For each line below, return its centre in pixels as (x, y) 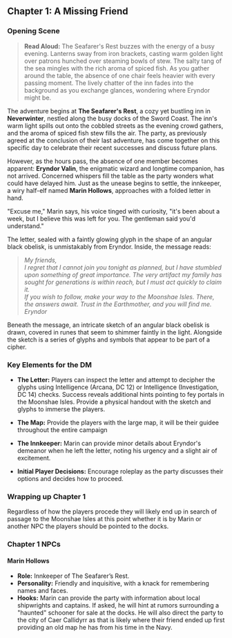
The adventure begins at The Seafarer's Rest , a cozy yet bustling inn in (109, 111)
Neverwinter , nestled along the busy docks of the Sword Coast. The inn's (112, 118)
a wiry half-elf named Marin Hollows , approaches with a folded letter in (109, 190)
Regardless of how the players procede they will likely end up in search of (112, 512)
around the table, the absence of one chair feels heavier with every (119, 75)
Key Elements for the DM (49, 364)
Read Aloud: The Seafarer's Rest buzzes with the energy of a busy (119, 46)
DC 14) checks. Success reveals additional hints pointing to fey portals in (120, 394)
